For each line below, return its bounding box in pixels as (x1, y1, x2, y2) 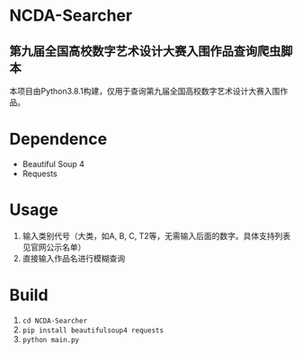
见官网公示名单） (22, 242, 86, 252)
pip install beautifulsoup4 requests (22, 325, 164, 335)
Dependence (9, 129, 108, 149)
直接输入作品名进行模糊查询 (22, 252, 126, 263)
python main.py (22, 335, 80, 344)
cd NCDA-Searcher (22, 316, 88, 325)
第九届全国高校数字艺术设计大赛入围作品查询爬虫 (9, 43, 281, 58)
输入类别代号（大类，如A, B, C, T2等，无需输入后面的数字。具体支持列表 (22, 230, 291, 241)
